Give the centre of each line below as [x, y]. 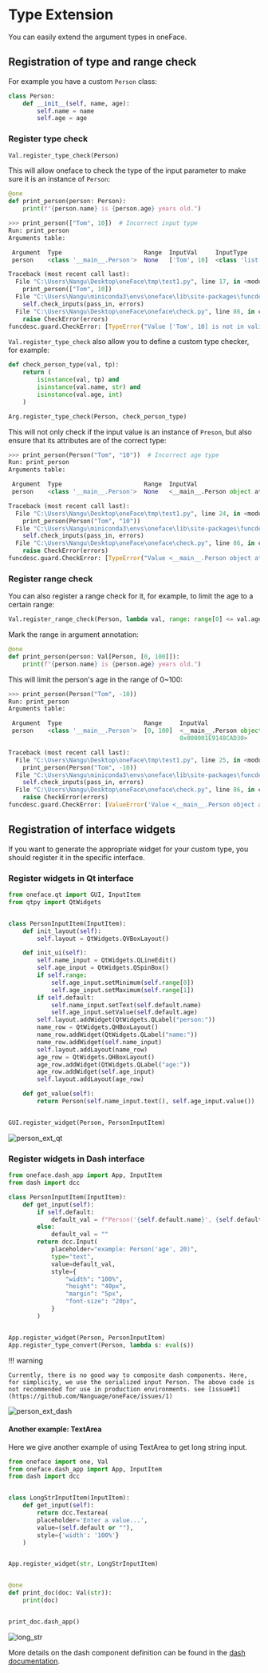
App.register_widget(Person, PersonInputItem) [87, 1338]
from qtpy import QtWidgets [55, 902]
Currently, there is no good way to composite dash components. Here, [128, 1375]
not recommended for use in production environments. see [106, 1389]
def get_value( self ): [58, 1094]
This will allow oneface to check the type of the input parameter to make [127, 170]
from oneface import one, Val [59, 1462]
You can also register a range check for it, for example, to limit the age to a [131, 596]
